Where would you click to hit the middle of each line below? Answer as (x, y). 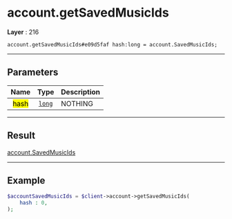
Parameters (33, 72)
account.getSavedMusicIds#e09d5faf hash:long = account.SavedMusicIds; (112, 44)
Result (21, 135)
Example (26, 181)
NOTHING (77, 103)
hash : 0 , (34, 203)
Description (80, 91)
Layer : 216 (23, 32)
